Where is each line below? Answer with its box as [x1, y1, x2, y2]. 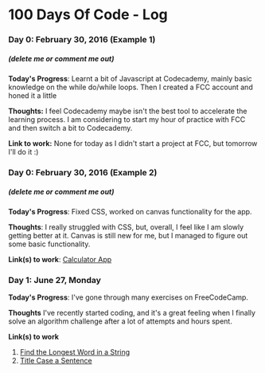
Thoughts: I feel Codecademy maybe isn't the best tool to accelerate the [8, 106, 247, 116]
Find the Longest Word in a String [19, 347, 131, 357]
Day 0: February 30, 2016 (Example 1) [8, 34, 156, 45]
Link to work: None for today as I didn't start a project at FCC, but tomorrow [8, 139, 258, 148]
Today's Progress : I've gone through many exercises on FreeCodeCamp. [8, 293, 249, 302]
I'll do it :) [8, 147, 39, 157]
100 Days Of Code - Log [8, 6, 169, 24]
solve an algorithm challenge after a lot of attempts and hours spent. [8, 316, 232, 326]
